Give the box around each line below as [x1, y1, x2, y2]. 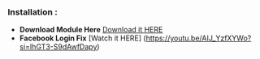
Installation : [7, 6, 58, 18]
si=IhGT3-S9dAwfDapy [19, 42, 97, 52]
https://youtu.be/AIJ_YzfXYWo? [145, 33, 252, 43]
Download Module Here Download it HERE [19, 25, 163, 35]
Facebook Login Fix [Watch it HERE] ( [19, 33, 147, 43]
